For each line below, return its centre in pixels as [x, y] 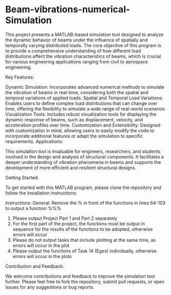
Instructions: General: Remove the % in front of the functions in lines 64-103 [86, 203]
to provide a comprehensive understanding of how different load [73, 51]
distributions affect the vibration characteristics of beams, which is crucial [83, 56]
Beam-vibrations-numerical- [68, 9]
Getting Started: [22, 177]
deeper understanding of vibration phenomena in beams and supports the [83, 162]
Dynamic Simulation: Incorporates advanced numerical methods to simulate [85, 87]
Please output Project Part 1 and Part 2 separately [65, 218]
